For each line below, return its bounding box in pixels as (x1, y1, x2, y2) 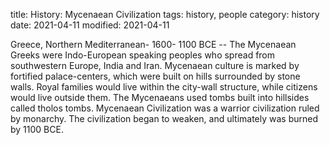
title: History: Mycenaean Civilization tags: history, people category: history (10, 9, 320, 20)
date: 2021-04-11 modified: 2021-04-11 (10, 19, 170, 31)
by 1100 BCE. (10, 124, 64, 135)
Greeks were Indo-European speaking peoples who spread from (10, 49, 276, 61)
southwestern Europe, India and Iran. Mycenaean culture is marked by (10, 60, 300, 71)
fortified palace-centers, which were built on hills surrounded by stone (10, 70, 301, 82)
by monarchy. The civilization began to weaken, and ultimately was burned (10, 113, 319, 124)
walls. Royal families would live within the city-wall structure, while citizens (10, 81, 318, 93)
